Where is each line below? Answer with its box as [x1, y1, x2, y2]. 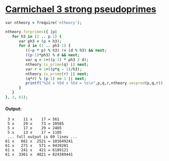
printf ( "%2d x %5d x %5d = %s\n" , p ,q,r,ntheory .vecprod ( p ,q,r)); [25, 80, 165, 86]
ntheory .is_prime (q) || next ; [25, 62, 89, 67]
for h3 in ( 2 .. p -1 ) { [12, 34, 62, 39]
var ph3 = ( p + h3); [18, 39, 62, 44]
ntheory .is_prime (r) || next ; [25, 71, 89, 76]
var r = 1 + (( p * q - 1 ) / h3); [25, 66, 82, 71]
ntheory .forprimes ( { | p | [5, 29, 57, 34]
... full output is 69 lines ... [7, 134, 78, 139]
